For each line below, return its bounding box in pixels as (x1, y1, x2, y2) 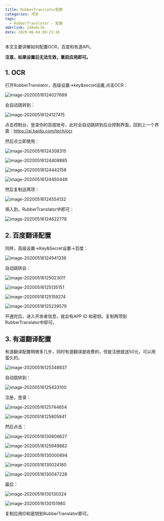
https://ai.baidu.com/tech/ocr (14, 128, 73, 134)
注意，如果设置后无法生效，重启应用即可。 (5, 54, 91, 60)
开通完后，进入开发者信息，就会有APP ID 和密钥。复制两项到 (5, 313, 127, 319)
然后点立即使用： (5, 138, 40, 144)
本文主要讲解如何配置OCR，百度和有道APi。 (5, 44, 94, 49)
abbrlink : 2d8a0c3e (5, 25, 45, 30)
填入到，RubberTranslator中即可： (5, 206, 74, 212)
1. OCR (5, 69, 25, 77)
